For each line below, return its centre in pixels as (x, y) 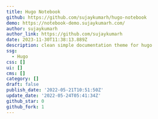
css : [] (16, 62)
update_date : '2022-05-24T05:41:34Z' (54, 96)
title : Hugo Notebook (33, 12)
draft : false (23, 85)
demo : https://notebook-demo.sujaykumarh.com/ (66, 23)
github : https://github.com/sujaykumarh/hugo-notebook (77, 17)
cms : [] (16, 73)
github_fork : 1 (25, 107)
